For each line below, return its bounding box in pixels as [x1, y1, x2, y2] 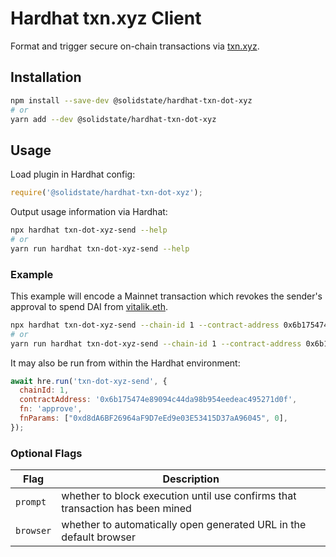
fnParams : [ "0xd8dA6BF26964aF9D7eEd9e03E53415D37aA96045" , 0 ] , [19, 413, 288, 424]
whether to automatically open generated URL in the [61, 518, 307, 532]
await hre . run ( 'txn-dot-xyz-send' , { [10, 376, 168, 386]
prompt [15, 497, 47, 508]
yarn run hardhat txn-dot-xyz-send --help [10, 243, 190, 254]
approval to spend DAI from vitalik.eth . [10, 300, 168, 312]
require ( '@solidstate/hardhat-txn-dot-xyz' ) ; [10, 188, 203, 198]
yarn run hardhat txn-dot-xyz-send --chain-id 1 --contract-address [10, 338, 302, 349]
